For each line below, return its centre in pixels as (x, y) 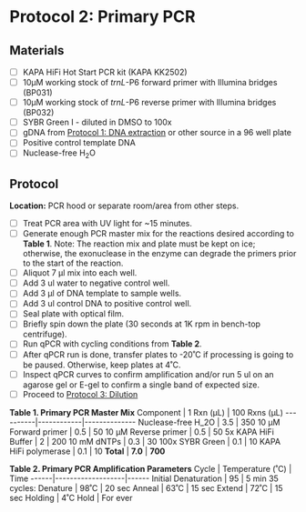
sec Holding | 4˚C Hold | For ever (71, 497)
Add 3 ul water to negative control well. (96, 283)
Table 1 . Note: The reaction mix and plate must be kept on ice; (139, 244)
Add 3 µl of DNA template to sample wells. (102, 294)
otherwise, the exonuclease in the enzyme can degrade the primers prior (159, 254)
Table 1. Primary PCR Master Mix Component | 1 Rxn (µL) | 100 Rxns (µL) (147, 412)
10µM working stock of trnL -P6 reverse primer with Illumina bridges (149, 103)
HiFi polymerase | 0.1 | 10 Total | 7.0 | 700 (87, 451)
